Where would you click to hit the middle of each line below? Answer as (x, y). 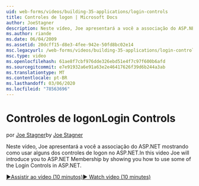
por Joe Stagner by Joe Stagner (45, 135)
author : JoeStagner (30, 23)
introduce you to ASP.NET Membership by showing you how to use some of (99, 159)
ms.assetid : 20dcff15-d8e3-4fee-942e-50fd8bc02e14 (70, 45)
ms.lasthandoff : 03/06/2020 (41, 84)
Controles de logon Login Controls (91, 119)
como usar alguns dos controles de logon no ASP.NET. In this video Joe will (98, 153)
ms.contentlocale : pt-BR (37, 78)
